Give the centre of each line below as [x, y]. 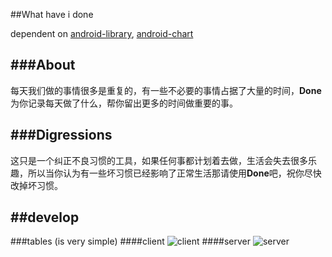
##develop [45, 217]
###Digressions [61, 135]
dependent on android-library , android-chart [102, 33]
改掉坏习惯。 [36, 185]
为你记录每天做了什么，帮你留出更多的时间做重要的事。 [124, 103]
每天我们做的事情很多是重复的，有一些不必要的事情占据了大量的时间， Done [166, 90]
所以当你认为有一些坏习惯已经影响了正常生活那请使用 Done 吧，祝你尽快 [174, 173]
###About [43, 65]
